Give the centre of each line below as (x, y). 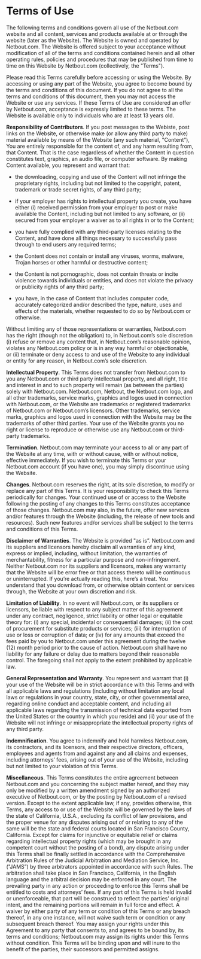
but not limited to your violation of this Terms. (62, 766)
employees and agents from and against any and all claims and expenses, (97, 753)
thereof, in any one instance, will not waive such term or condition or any (96, 917)
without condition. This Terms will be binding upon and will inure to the (93, 943)
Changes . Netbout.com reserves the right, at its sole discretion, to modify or (100, 484)
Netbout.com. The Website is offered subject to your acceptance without (96, 47)
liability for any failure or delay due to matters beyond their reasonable (93, 654)
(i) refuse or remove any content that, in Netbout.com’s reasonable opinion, (99, 342)
